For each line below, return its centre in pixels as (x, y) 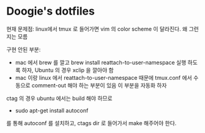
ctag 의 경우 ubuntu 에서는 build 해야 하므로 (59, 98)
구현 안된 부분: (24, 49)
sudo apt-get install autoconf (52, 110)
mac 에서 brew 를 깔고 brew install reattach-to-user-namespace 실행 (101, 62)
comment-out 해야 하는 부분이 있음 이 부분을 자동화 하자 (99, 85)
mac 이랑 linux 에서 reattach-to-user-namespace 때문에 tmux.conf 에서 (103, 77)
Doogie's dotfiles (50, 11)
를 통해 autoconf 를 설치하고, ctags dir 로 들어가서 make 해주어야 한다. (91, 123)
